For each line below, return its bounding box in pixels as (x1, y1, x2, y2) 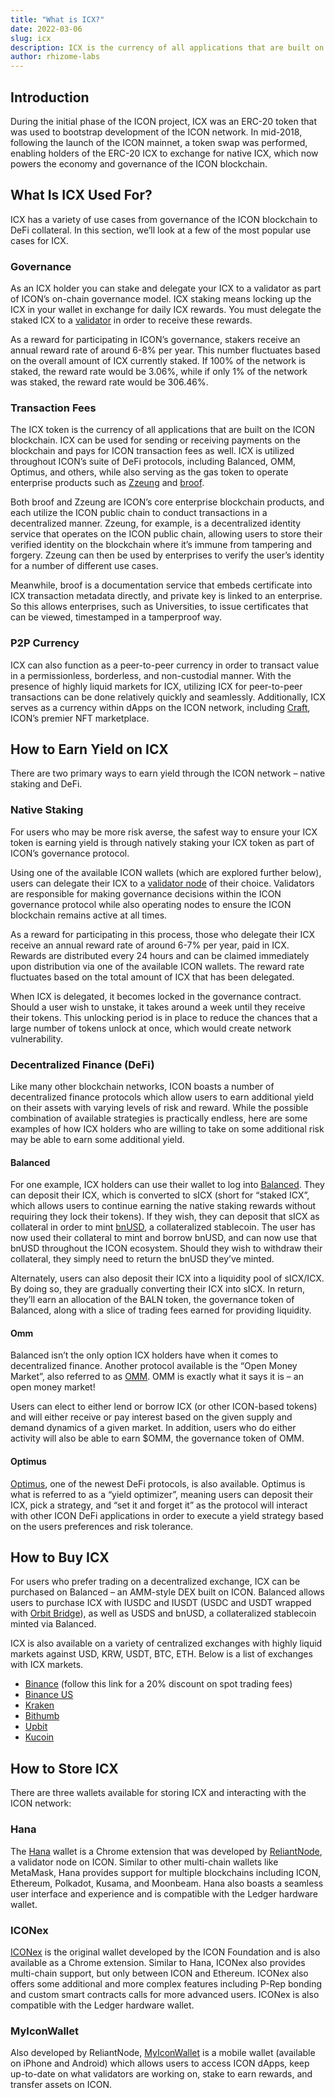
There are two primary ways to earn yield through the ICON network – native (10, 767, 326, 780)
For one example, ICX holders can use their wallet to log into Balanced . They (10, 1179, 325, 1191)
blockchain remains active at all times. (10, 909, 168, 921)
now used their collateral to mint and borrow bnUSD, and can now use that (10, 1232, 318, 1244)
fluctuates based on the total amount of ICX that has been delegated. (10, 971, 295, 983)
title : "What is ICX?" (10, 14, 105, 25)
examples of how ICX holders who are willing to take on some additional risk (10, 1123, 325, 1135)
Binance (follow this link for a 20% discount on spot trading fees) (24, 1678, 293, 1690)
